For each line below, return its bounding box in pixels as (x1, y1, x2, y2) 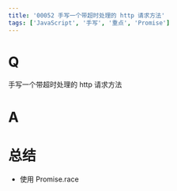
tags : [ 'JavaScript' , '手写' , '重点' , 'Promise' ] (8, 19, 170, 27)
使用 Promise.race (19, 174, 79, 184)
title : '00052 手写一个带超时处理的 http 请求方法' (8, 11, 165, 20)
